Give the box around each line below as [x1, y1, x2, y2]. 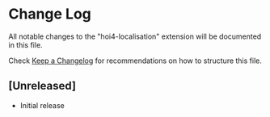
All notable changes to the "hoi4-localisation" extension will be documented [8, 31, 262, 41]
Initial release [19, 100, 65, 110]
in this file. [8, 40, 43, 49]
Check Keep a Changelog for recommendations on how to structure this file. [8, 56, 263, 65]
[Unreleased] [8, 79, 77, 93]
